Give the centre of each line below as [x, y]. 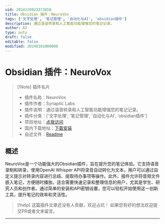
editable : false [22, 42]
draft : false [18, 37]
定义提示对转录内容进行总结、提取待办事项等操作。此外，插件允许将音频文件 [82, 176]
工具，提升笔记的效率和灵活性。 [37, 194]
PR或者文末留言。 [39, 211]
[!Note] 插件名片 [33, 87]
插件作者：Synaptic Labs [50, 103]
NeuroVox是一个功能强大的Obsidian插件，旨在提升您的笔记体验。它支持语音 [82, 164]
